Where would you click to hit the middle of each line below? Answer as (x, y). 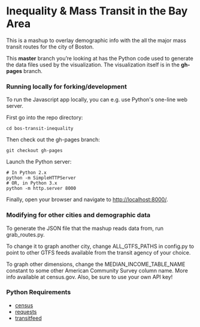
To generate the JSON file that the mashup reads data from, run (85, 228)
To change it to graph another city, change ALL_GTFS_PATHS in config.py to (100, 246)
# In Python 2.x (26, 173)
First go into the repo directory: (45, 117)
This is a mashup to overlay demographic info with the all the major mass (96, 40)
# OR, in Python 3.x (32, 183)
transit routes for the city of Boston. (50, 47)
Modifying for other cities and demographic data (78, 215)
